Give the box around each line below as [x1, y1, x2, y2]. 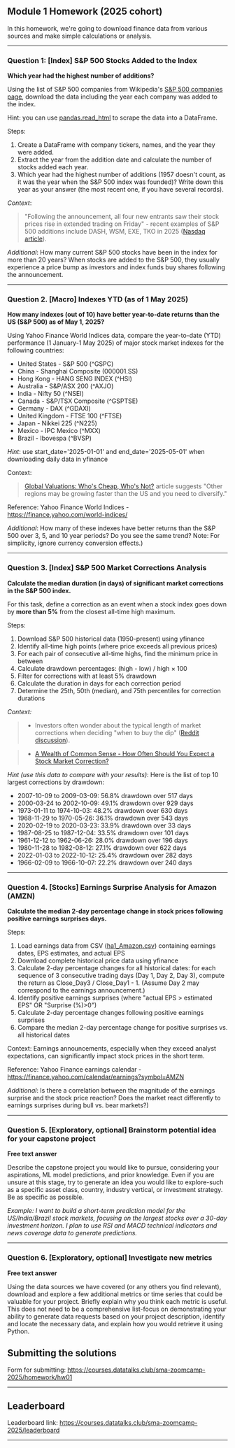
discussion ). [34, 736, 71, 744]
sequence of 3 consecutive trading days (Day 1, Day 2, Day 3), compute [17, 972, 225, 979]
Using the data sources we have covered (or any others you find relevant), [7, 1282, 222, 1291]
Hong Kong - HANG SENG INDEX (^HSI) [17, 374, 133, 383]
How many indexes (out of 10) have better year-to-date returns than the [7, 311, 220, 319]
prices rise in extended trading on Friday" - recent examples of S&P [24, 220, 220, 228]
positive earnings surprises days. [7, 914, 107, 923]
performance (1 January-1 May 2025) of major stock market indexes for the [7, 339, 225, 347]
